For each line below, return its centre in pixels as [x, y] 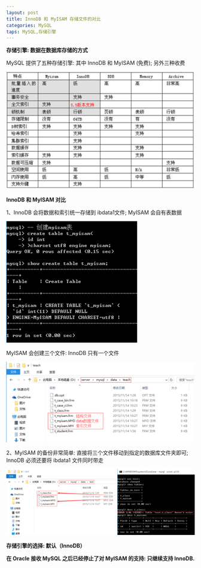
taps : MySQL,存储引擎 [31, 32]
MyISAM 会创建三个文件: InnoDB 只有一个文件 [63, 353]
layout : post [22, 13]
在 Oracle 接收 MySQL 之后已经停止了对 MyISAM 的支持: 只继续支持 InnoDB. [100, 558]
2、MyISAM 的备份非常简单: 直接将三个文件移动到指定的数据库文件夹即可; [97, 453]
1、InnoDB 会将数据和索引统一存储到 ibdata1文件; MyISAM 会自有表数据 [94, 212]
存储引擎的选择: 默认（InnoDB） [46, 545]
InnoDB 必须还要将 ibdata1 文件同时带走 [55, 460]
